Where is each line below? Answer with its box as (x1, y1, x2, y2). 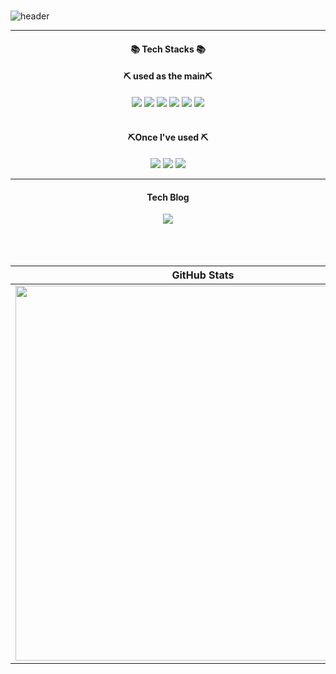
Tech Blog (146, 191, 190, 203)
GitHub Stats (171, 268, 235, 282)
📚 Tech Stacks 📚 (130, 43, 206, 55)
